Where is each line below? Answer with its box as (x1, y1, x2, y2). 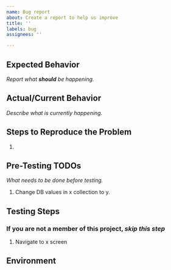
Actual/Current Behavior (6, 93, 102, 103)
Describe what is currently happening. (6, 109, 103, 116)
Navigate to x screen (15, 238, 68, 246)
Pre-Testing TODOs (6, 161, 82, 171)
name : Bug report (6, 9, 51, 15)
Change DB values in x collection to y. (15, 189, 111, 196)
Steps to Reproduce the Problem (6, 127, 132, 137)
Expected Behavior (6, 59, 80, 70)
